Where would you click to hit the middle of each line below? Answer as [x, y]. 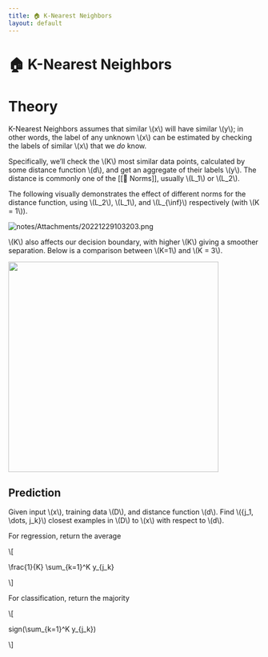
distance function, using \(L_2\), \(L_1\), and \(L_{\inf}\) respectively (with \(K [134, 202]
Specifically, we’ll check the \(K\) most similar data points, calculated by [127, 161]
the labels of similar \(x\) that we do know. [77, 146]
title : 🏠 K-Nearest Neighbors [60, 16]
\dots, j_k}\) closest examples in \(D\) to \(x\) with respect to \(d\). [116, 521]
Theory [33, 106]
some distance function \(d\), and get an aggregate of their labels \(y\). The [133, 170]
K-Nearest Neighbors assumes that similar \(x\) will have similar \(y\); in [126, 128]
